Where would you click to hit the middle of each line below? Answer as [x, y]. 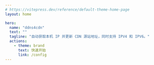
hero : [10, 23]
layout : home [18, 14]
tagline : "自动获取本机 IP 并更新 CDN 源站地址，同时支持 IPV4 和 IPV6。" [80, 37]
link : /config [32, 55]
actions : [18, 41]
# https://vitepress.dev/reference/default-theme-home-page [67, 10]
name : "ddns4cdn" [27, 27]
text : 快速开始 [32, 50]
